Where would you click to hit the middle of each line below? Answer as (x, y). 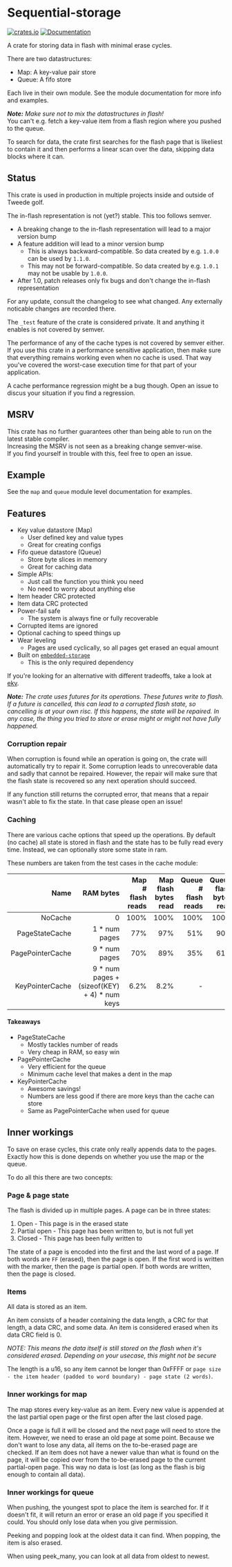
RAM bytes (101, 892)
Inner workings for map (47, 1394)
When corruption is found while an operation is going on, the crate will (107, 759)
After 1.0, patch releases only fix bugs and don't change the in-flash (114, 280)
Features (27, 513)
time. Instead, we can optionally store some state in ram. (87, 850)
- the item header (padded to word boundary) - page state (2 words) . (110, 1376)
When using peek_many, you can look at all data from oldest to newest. (108, 1556)
